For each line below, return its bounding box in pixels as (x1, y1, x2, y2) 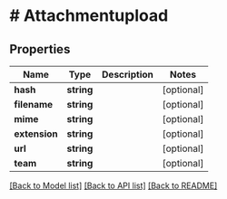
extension (14, 128, 58, 140)
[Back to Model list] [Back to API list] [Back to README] (9, 180, 218, 191)
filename (14, 99, 54, 110)
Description (101, 69, 154, 81)
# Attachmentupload (9, 5, 169, 26)
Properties (9, 42, 71, 57)
